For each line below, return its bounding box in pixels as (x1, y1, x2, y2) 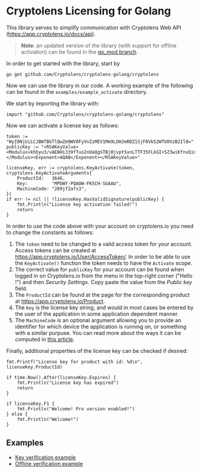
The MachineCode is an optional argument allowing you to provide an (14, 316, 181, 324)
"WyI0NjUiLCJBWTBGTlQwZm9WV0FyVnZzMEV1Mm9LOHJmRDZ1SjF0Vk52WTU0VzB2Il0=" (6, 139, 194, 145)
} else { (6, 411, 28, 417)
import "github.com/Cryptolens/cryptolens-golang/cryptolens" (6, 111, 165, 117)
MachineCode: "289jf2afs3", (17, 185, 87, 192)
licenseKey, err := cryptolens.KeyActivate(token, (6, 164, 135, 171)
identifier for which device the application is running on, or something (14, 323, 187, 330)
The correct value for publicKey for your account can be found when (14, 266, 184, 273)
